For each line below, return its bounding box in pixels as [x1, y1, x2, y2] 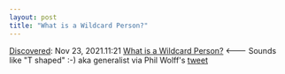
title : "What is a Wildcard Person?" [9, 21, 149, 30]
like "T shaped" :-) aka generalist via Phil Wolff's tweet [9, 55, 209, 65]
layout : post [9, 12, 58, 22]
